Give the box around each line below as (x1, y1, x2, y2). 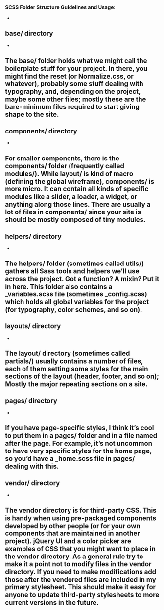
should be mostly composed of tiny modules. (5, 215, 146, 224)
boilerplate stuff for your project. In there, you (5, 64, 148, 73)
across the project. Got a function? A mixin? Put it (5, 274, 160, 283)
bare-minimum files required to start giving (5, 103, 140, 111)
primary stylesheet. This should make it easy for (5, 583, 156, 591)
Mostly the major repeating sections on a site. (5, 380, 148, 389)
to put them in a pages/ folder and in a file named (5, 431, 158, 440)
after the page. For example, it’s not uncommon (5, 439, 153, 448)
